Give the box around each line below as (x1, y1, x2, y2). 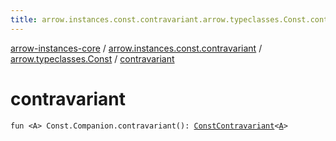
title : (10, 14, 38, 25)
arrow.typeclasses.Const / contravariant (10, 52, 175, 65)
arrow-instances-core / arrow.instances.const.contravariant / (10, 42, 263, 54)
